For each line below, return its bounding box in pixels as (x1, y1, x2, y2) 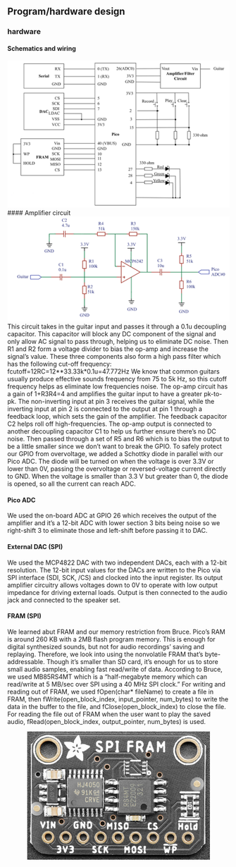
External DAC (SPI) (7, 542, 63, 551)
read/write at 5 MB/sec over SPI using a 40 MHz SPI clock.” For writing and (7, 680, 225, 688)
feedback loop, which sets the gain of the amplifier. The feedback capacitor (7, 412, 228, 421)
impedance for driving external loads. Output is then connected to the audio (7, 588, 228, 596)
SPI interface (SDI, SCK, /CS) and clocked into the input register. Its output (7, 573, 223, 582)
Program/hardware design (7, 6, 125, 18)
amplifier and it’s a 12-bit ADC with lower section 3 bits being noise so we (7, 519, 221, 527)
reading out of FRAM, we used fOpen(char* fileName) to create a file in (7, 687, 213, 696)
